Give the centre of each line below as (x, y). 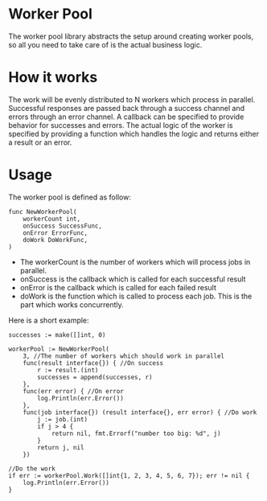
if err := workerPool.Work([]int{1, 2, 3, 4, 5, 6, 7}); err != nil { (129, 475)
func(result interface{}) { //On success (93, 363)
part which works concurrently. (72, 304)
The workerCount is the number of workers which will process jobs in (135, 261)
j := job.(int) (63, 419)
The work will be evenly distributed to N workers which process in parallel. (132, 99)
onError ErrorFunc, (55, 233)
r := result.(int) (68, 370)
